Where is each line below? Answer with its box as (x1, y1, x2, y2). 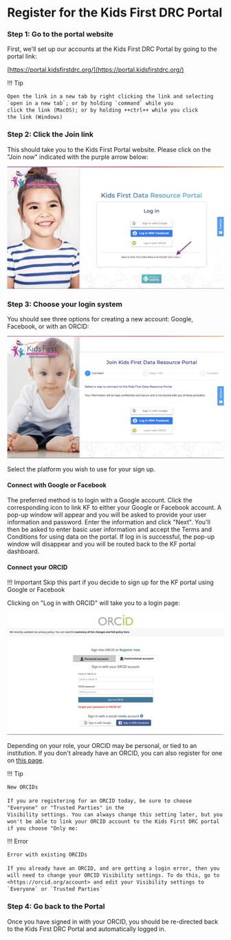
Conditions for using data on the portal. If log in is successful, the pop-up (7, 533, 215, 541)
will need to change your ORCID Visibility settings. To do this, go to (7, 872, 220, 879)
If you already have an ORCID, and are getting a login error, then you (7, 865, 220, 872)
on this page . (7, 756, 45, 765)
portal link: (7, 52, 38, 61)
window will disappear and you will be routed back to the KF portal (7, 540, 196, 548)
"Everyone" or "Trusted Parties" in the (7, 804, 125, 811)
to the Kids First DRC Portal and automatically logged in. (7, 924, 166, 933)
